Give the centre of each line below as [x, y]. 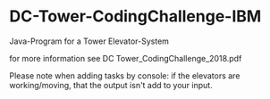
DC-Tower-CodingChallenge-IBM [135, 16]
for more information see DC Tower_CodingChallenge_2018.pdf [126, 58]
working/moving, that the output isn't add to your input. [111, 85]
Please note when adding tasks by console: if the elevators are [125, 75]
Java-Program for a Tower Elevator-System [89, 41]
